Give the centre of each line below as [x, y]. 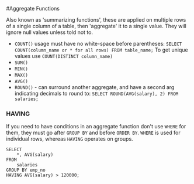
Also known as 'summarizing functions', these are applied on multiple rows [96, 20]
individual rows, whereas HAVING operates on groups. [70, 139]
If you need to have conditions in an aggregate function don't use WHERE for [96, 127]
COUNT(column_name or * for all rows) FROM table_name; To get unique [101, 50]
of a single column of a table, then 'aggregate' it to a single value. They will [96, 26]
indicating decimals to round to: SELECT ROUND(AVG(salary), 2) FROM [96, 93]
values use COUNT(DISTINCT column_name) [63, 56]
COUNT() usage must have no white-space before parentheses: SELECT [98, 44]
